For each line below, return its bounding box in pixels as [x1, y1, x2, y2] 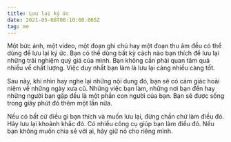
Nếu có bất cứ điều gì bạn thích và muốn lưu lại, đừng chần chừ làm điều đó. [7, 112, 225, 121]
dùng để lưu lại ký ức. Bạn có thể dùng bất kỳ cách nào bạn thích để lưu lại [7, 49, 219, 57]
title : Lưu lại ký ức [7, 10, 70, 17]
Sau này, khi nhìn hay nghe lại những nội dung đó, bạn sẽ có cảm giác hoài [7, 77, 220, 85]
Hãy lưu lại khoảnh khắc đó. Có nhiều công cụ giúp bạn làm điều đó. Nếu [7, 120, 215, 128]
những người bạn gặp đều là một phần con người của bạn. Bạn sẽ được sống [7, 92, 225, 100]
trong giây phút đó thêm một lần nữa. [7, 99, 112, 108]
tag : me [7, 23, 30, 30]
